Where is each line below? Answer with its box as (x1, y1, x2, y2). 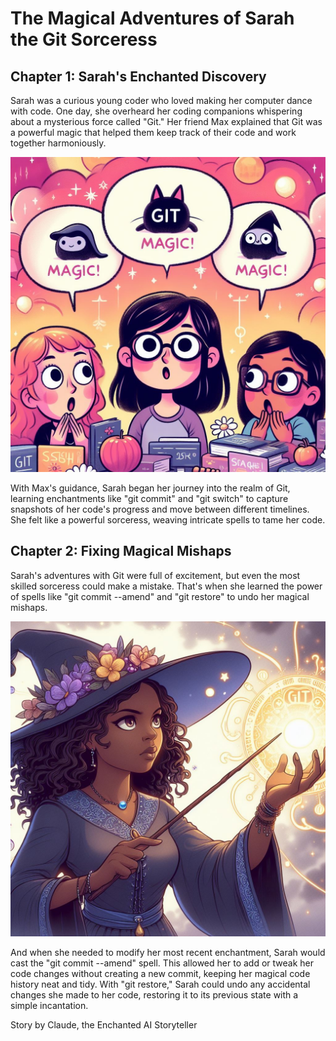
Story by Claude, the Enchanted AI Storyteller (10, 1018, 198, 1031)
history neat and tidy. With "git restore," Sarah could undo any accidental (10, 978, 311, 990)
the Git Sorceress (10, 28, 158, 51)
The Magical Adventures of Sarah (10, 7, 295, 30)
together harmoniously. (10, 137, 107, 149)
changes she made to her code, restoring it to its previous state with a (10, 988, 299, 1001)
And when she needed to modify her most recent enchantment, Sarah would (10, 946, 326, 958)
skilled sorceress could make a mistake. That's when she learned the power (10, 580, 323, 592)
